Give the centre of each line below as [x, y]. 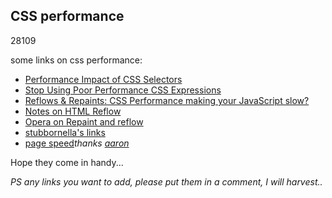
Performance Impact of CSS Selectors [103, 79]
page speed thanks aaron [77, 143]
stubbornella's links [65, 132]
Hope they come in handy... [67, 162]
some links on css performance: [76, 60]
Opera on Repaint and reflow [84, 121]
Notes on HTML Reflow [73, 111]
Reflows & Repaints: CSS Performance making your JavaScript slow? [167, 100]
